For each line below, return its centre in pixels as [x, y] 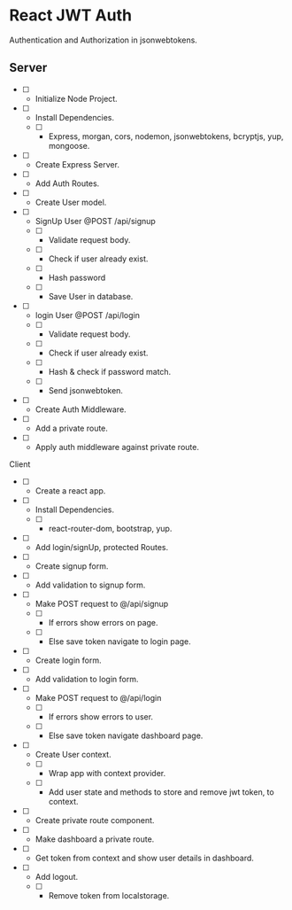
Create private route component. [95, 820]
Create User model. [71, 202]
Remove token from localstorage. [109, 895]
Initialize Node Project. [76, 98]
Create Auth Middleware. [81, 409]
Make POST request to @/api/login [98, 697]
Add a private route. [72, 428]
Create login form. [68, 660]
